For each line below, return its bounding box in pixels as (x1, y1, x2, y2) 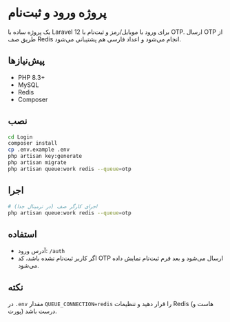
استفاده (8, 228, 37, 240)
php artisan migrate (8, 159, 67, 166)
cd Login (8, 133, 33, 141)
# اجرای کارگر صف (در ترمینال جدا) (8, 203, 98, 210)
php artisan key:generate (8, 153, 82, 160)
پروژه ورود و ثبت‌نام (8, 5, 107, 21)
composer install (8, 140, 58, 147)
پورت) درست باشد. (8, 307, 57, 315)
